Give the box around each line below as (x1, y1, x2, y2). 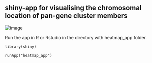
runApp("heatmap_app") (5, 53, 52, 58)
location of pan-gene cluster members (5, 12, 128, 20)
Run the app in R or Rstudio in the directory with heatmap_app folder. (5, 34, 147, 40)
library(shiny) (5, 44, 37, 49)
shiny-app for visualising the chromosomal (5, 4, 142, 12)
